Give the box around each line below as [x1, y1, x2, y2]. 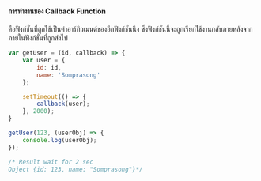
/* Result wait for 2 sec [8, 158, 93, 166]
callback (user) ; [36, 100, 90, 108]
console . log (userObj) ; [22, 136, 97, 144]
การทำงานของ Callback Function [8, 6, 107, 16]
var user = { [22, 56, 66, 65]
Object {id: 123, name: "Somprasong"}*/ [8, 165, 144, 173]
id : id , [36, 63, 62, 71]
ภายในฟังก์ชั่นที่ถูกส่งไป [8, 33, 69, 43]
